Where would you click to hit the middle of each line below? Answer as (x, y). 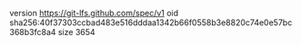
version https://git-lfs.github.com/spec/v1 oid (94, 13)
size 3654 (76, 32)
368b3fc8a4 (33, 32)
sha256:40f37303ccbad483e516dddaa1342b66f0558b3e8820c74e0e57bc (151, 22)
